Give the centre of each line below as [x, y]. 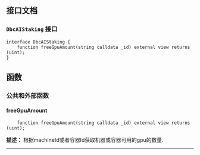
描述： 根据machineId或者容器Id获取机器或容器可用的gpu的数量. [85, 140]
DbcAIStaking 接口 [32, 29]
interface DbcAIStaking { [38, 42]
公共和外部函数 [28, 96]
